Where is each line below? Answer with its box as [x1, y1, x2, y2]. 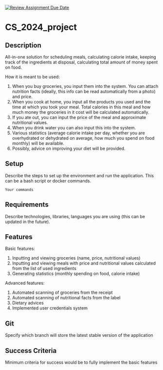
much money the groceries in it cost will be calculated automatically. [12, 109, 149, 115]
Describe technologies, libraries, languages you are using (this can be [5, 213, 145, 219]
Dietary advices [12, 300, 44, 306]
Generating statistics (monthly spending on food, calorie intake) [12, 271, 140, 277]
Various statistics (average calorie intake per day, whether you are [12, 130, 145, 136]
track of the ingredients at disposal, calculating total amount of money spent [5, 59, 158, 65]
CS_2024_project [5, 22, 77, 33]
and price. [12, 94, 33, 100]
